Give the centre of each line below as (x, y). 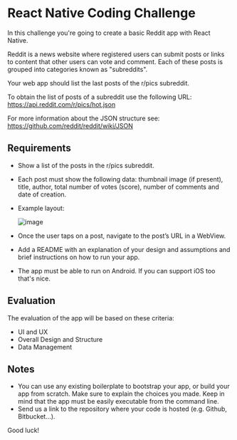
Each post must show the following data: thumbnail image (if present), (120, 179)
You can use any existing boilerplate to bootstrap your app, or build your (123, 387)
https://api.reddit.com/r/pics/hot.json (62, 104)
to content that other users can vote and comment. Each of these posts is (115, 61)
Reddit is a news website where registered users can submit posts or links (116, 54)
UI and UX (33, 332)
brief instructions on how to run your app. (79, 257)
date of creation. (42, 194)
